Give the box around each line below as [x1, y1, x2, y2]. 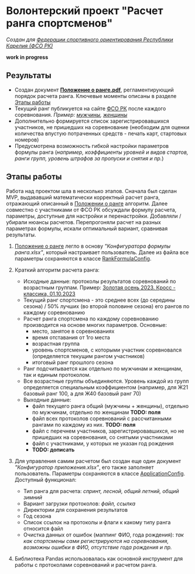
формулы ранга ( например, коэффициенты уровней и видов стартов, [14, 148, 189, 156]
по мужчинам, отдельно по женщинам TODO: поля [32, 408, 161, 416]
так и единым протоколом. [23, 371, 91, 378]
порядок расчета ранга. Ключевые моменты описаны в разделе [14, 92, 177, 99]
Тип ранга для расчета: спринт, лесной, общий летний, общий [23, 487, 179, 494]
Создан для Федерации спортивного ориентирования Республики [6, 36, 174, 43]
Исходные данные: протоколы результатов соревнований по [23, 278, 176, 285]
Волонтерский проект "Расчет [6, 4, 163, 18]
